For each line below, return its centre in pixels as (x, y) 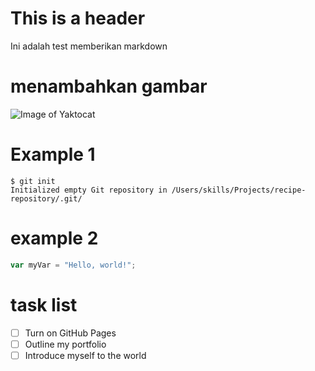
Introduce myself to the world (85, 355)
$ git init (33, 181)
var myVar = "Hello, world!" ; (73, 265)
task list (44, 304)
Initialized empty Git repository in (89, 190)
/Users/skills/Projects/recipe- (239, 190)
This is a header (78, 18)
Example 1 (53, 154)
